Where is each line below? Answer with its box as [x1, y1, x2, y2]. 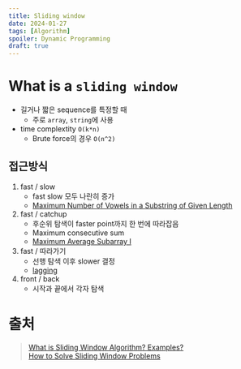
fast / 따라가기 [19, 246, 67, 255]
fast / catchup [19, 208, 67, 219]
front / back [19, 273, 60, 284]
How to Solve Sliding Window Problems [28, 350, 161, 361]
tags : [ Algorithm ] [8, 27, 71, 35]
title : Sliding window [8, 11, 85, 20]
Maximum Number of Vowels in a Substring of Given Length [32, 200, 233, 210]
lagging [32, 265, 58, 275]
